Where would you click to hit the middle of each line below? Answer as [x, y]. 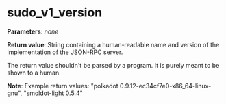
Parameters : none [33, 31]
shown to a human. [34, 73]
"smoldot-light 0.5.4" [53, 93]
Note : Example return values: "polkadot [63, 86]
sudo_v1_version [55, 13]
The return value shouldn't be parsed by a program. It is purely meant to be [113, 65]
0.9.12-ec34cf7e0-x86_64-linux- [165, 86]
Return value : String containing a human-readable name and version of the [113, 44]
